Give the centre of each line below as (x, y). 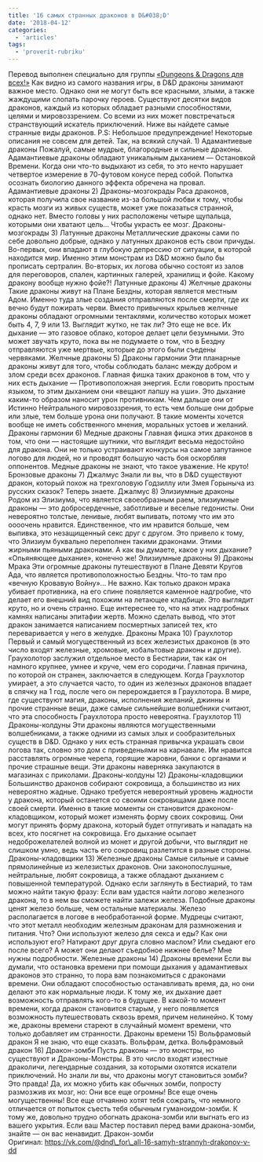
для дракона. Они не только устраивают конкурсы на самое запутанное (130, 449)
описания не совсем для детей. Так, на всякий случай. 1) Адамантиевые (130, 141)
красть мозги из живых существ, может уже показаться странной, (121, 208)
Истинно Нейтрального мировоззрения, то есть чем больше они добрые (131, 408)
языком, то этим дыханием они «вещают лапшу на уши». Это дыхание (127, 391)
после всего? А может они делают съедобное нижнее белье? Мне (120, 950)
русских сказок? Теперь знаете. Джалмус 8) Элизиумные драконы (121, 491)
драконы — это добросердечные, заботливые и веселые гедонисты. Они (131, 508)
